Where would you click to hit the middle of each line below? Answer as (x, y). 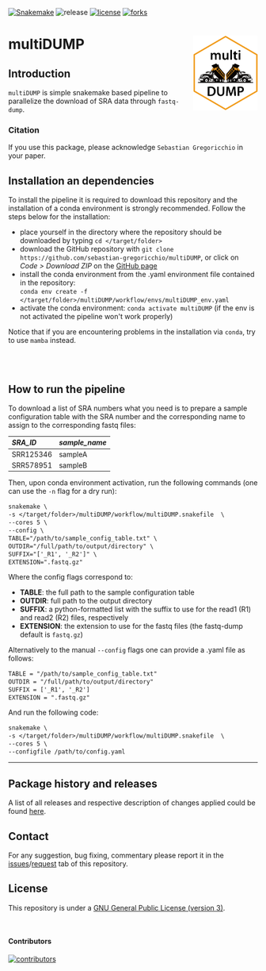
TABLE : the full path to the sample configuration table (107, 592)
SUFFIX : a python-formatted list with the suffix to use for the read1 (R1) (135, 609)
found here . (27, 811)
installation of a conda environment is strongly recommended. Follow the (127, 208)
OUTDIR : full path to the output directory (86, 601)
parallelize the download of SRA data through (82, 101)
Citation (24, 129)
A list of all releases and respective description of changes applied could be (132, 803)
